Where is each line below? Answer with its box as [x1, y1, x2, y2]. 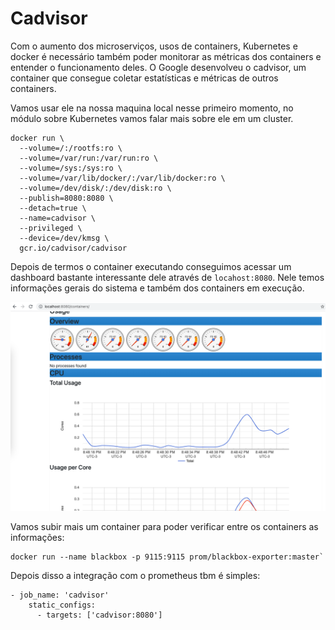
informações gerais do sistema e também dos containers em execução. [10, 282, 305, 294]
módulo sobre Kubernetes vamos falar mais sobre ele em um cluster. [10, 112, 294, 124]
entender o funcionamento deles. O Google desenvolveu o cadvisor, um [10, 61, 307, 73]
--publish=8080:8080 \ [19, 193, 114, 203]
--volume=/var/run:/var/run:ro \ [19, 153, 159, 163]
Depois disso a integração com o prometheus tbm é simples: [10, 569, 261, 581]
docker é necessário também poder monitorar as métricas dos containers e [10, 50, 322, 62]
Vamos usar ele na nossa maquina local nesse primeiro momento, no [10, 102, 294, 114]
